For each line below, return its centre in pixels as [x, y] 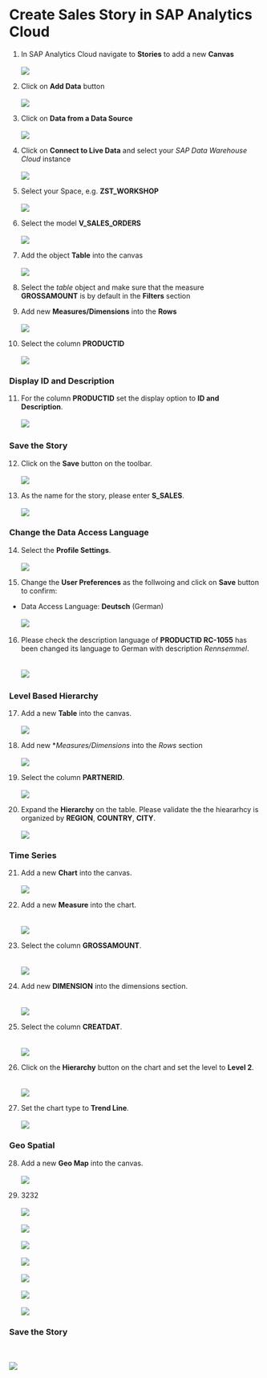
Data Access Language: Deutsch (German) [92, 606]
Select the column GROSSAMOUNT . [81, 945]
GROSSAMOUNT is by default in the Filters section [105, 295]
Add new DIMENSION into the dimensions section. [104, 986]
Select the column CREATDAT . [71, 1027]
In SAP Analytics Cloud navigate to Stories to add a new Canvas [127, 54]
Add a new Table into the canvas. [76, 713]
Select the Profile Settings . [66, 550]
